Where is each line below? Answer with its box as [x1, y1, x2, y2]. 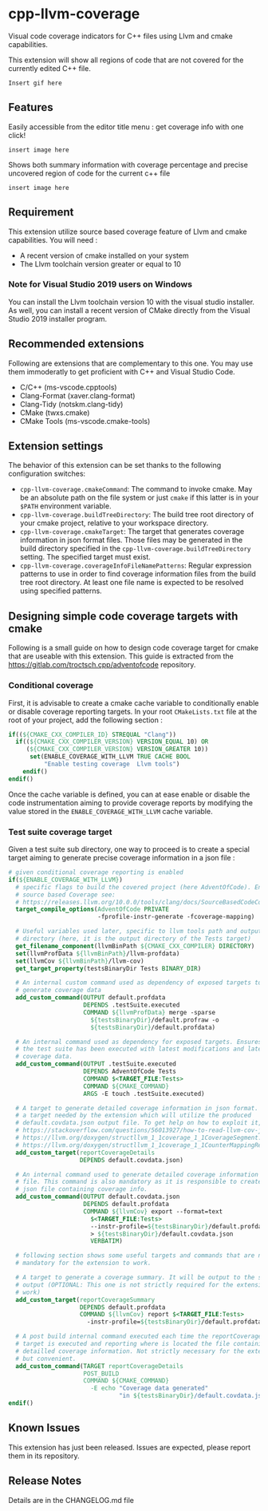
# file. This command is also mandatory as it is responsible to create [15, 1178, 262, 1186]
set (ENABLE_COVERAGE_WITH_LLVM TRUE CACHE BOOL [29, 753, 191, 761]
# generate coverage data [15, 987, 102, 995]
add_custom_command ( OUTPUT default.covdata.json [15, 1193, 180, 1201]
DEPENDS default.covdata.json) [79, 1156, 183, 1164]
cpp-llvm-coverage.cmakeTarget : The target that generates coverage [19, 527, 245, 536]
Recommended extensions [8, 337, 144, 351]
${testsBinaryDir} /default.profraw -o [90, 1015, 219, 1024]
